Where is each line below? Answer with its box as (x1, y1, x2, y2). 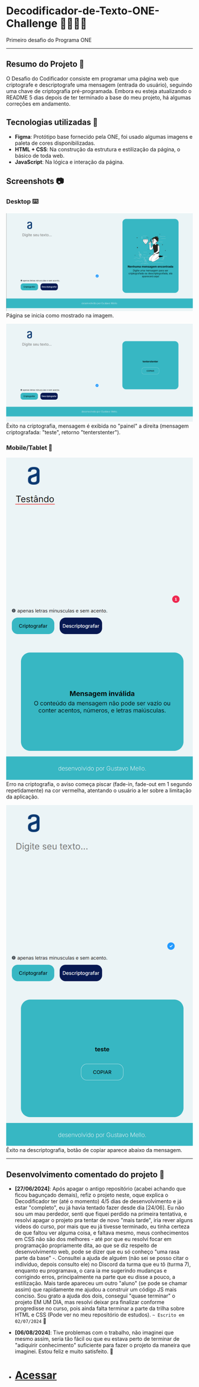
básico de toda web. (14, 152, 65, 159)
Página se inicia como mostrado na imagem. (6, 312, 114, 319)
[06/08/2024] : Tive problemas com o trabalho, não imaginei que (14, 1329, 174, 1336)
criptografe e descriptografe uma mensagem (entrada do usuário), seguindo (6, 81, 192, 88)
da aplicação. (6, 793, 40, 800)
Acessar (14, 1369, 57, 1382)
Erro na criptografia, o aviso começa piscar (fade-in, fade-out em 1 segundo (6, 780, 192, 787)
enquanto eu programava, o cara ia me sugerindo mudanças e (14, 1267, 167, 1274)
